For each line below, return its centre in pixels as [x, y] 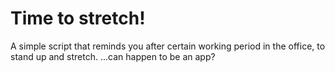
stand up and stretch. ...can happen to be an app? [113, 56]
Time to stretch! [78, 18]
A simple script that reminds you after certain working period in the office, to [168, 46]
